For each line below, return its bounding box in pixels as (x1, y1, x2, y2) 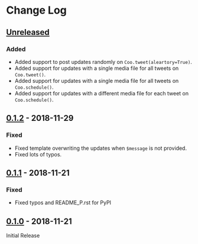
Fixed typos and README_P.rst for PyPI (14, 199, 111, 206)
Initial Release (6, 232, 40, 239)
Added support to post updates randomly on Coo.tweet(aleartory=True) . (14, 58, 192, 65)
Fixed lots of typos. (14, 150, 62, 158)
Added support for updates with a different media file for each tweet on (14, 89, 189, 97)
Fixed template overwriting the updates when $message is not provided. (14, 145, 187, 152)
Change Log (6, 4, 67, 17)
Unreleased (6, 27, 50, 37)
